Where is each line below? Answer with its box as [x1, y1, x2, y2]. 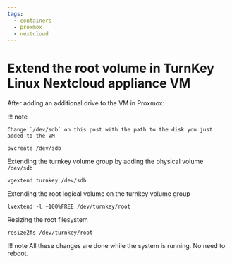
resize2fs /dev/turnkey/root [7, 229, 93, 237]
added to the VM [7, 132, 55, 140]
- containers [13, 17, 52, 24]
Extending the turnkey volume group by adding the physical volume [7, 157, 204, 166]
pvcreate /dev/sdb [7, 145, 61, 152]
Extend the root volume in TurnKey [7, 61, 215, 76]
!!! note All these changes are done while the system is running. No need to [7, 242, 226, 250]
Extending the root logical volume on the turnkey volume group [7, 189, 190, 198]
